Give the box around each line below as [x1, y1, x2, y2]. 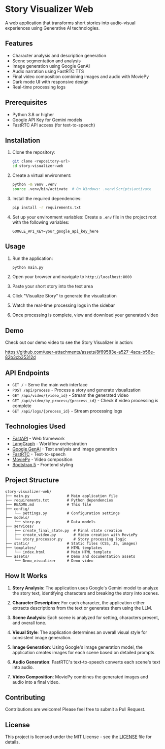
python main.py [12, 265, 44, 270]
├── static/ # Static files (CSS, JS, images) [5, 541, 138, 546]
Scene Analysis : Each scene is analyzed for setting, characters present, [12, 614, 159, 621]
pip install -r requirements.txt [12, 205, 81, 210]
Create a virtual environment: [12, 172, 71, 178]
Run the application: [12, 255, 53, 261]
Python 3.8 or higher [12, 111, 54, 117]
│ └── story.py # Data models [5, 519, 96, 524]
